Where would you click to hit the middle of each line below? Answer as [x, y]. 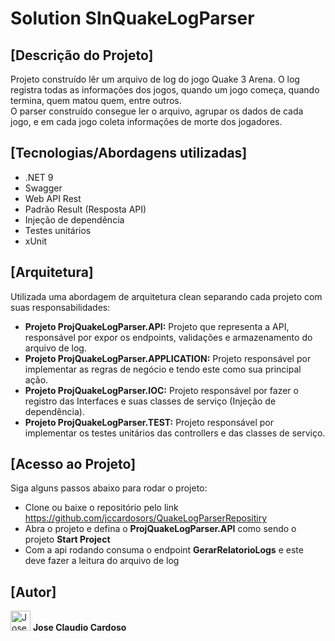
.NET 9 [39, 177]
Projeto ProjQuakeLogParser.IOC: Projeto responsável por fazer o [161, 390]
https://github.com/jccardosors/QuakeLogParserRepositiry [146, 518]
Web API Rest [53, 198]
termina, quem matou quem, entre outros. [96, 100]
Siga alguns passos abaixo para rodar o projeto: [109, 488]
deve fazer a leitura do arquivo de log [102, 561]
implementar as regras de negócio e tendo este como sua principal [163, 369]
